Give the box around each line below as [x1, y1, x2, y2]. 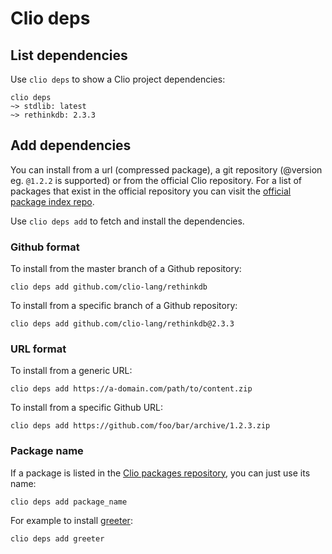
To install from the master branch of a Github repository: [10, 263, 242, 275]
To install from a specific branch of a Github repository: [10, 300, 238, 312]
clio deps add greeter [10, 533, 105, 544]
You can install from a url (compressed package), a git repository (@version [10, 163, 323, 176]
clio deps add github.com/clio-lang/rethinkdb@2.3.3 [10, 319, 235, 329]
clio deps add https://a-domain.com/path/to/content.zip [10, 384, 253, 394]
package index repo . [10, 195, 95, 207]
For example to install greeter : [10, 514, 133, 526]
